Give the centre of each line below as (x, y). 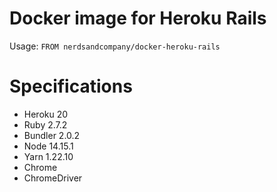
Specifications (71, 86)
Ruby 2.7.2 (45, 124)
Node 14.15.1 (48, 146)
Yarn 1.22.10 (48, 156)
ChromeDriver (53, 178)
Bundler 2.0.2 (52, 135)
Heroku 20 (46, 114)
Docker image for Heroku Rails (138, 18)
